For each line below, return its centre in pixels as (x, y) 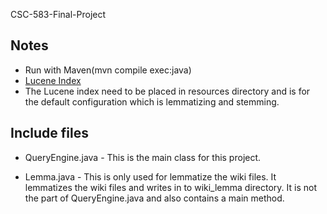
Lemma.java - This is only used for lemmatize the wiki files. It (150, 176)
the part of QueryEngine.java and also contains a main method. (154, 198)
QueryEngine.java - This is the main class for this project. (143, 157)
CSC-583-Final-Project (58, 14)
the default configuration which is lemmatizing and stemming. (152, 101)
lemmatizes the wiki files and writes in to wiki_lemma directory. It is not (171, 187)
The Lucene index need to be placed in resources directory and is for (167, 91)
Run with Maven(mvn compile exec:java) (108, 70)
